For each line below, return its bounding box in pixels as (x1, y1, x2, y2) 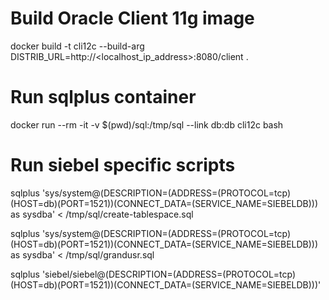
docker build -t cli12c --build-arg (10, 40, 145, 52)
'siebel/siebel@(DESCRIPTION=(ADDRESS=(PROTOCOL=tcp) (41, 268, 297, 280)
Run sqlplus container (10, 86, 197, 109)
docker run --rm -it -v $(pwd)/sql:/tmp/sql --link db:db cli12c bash (10, 118, 284, 131)
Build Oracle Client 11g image (10, 7, 255, 30)
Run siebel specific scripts (10, 154, 236, 177)
